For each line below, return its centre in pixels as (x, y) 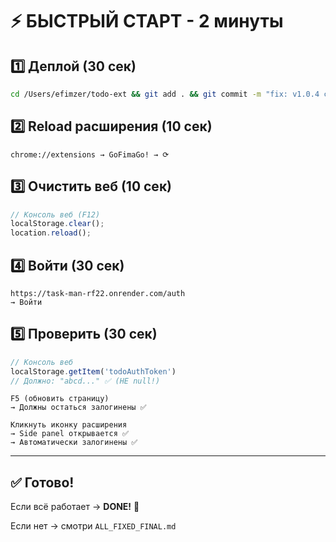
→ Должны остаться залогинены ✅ (78, 408)
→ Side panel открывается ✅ (70, 434)
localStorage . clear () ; (57, 224)
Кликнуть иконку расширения (69, 425)
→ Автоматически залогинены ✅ (74, 443)
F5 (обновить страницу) (60, 399)
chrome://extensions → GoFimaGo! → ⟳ (90, 154)
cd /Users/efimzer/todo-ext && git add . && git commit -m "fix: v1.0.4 (165, 94)
